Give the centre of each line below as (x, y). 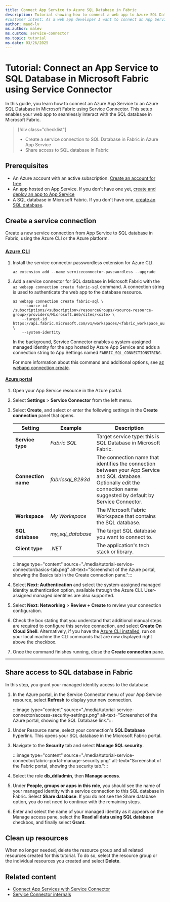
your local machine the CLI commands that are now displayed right (82, 636)
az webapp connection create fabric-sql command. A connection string (88, 286)
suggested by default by (125, 495)
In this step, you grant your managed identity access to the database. (78, 684)
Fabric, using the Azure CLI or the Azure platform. (57, 238)
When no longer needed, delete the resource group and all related (74, 850)
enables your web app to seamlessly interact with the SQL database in (78, 114)
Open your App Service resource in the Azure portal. (67, 390)
